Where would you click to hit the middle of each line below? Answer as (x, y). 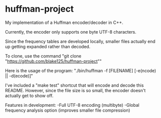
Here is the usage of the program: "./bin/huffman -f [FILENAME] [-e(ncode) (80, 70)
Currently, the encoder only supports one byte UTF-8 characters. (71, 32)
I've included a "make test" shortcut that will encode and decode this (74, 85)
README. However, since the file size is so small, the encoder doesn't (75, 90)
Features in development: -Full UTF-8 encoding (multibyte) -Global (72, 105)
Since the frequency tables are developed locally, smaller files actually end (80, 41)
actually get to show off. (29, 96)
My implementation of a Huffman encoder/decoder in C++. (64, 22)
